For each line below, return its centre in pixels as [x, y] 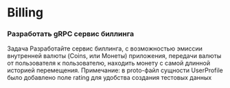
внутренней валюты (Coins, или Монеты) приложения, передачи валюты [114, 56]
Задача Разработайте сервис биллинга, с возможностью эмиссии [105, 48]
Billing [25, 13]
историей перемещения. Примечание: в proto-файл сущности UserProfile [115, 70]
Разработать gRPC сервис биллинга [71, 34]
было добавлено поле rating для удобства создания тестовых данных [110, 78]
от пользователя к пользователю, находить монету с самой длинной [109, 63]
